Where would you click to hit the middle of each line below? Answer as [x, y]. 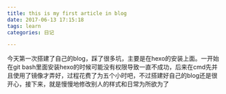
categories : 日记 [31, 32]
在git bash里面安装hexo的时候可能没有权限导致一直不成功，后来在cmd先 [110, 67]
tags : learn [24, 26]
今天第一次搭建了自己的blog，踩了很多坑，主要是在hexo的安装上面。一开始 [113, 59]
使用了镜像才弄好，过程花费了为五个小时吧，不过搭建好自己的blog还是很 [115, 76]
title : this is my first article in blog [67, 13]
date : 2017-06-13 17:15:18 [46, 20]
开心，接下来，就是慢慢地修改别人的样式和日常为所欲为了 [88, 84]
